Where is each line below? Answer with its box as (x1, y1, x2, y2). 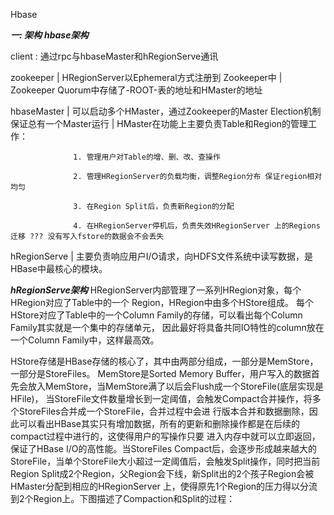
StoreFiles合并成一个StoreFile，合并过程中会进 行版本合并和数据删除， (18, 405, 310, 417)
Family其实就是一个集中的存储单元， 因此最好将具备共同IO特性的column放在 (10, 322, 325, 333)
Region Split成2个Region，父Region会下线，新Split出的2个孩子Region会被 (10, 468, 315, 479)
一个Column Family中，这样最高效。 (10, 334, 160, 346)
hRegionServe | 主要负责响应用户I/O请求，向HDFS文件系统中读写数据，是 (10, 250, 314, 262)
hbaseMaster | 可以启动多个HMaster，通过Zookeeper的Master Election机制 (10, 105, 322, 117)
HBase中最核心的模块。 (10, 263, 108, 274)
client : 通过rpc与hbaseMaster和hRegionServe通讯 (10, 50, 219, 62)
